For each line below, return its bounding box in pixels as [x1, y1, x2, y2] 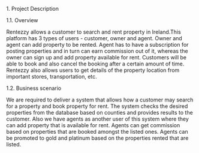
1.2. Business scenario [6, 85, 62, 92]
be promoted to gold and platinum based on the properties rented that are [6, 134, 189, 142]
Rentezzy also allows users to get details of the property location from [6, 67, 180, 74]
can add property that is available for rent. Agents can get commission [6, 122, 180, 128]
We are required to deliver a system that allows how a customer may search [6, 96, 194, 103]
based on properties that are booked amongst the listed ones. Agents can [6, 128, 188, 135]
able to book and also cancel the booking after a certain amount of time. [6, 60, 185, 67]
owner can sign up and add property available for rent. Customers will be [6, 54, 187, 61]
